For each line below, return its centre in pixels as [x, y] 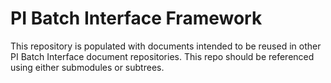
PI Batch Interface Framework [136, 18]
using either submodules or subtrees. [87, 67]
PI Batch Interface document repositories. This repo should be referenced [162, 56]
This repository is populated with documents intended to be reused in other [166, 46]
